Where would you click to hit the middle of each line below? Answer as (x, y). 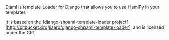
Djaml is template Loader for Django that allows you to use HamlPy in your (82, 7)
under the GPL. (21, 33)
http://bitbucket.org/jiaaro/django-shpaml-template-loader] (69, 27)
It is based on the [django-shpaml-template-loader (58, 22)
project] (120, 22)
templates (16, 12)
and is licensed (149, 27)
